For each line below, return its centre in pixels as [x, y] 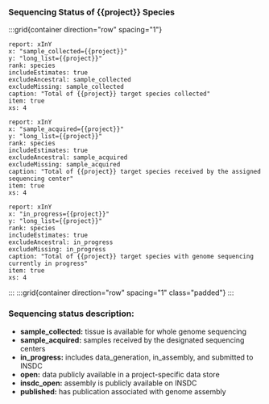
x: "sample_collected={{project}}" [68, 52]
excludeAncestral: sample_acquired [68, 158]
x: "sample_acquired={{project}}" [66, 129]
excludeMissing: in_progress [57, 250]
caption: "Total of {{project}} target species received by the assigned [135, 172]
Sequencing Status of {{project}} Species [92, 12]
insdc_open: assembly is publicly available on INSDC [108, 383]
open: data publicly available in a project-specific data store [120, 374]
